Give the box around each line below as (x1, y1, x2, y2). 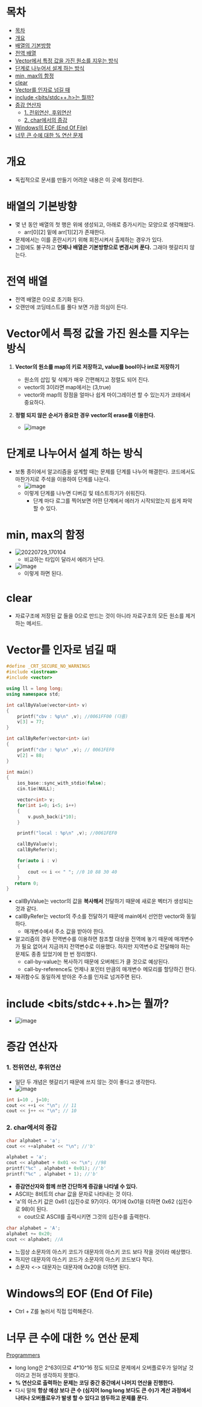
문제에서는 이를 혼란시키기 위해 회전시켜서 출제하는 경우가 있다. (14, 236, 164, 243)
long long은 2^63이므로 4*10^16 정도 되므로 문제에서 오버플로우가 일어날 (14, 1364, 188, 1371)
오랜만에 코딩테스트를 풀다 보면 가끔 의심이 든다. (14, 303, 128, 311)
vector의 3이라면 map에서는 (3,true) (24, 383, 112, 390)
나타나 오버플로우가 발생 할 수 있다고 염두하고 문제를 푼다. (14, 1394, 149, 1402)
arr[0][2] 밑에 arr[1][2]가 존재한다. (24, 228, 106, 236)
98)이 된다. (21, 1205, 48, 1213)
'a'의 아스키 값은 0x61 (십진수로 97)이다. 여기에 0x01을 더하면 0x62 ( (14, 1198, 178, 1205)
